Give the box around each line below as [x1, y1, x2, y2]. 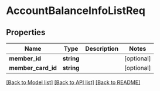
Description [84, 45, 119, 52]
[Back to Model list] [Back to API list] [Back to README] [6, 79, 141, 86]
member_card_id [9, 64, 57, 72]
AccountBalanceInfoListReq [6, 4, 145, 17]
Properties [6, 27, 46, 37]
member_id [9, 54, 42, 62]
